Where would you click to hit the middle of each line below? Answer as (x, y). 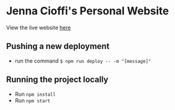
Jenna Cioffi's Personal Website (87, 11)
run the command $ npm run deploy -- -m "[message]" (83, 60)
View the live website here (39, 27)
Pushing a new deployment (58, 46)
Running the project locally (57, 80)
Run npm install (35, 94)
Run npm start (33, 100)
